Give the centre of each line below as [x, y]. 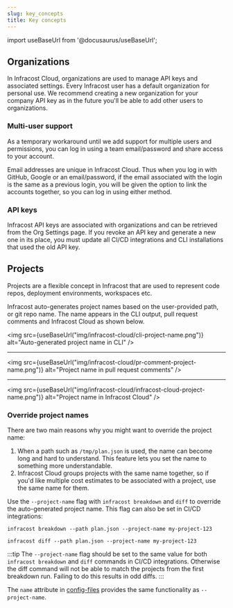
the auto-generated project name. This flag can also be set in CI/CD [104, 509]
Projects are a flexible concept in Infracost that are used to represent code [113, 285]
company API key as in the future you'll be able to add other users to [105, 101]
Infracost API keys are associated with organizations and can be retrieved [112, 225]
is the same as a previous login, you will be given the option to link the [107, 184]
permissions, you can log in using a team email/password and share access [115, 149]
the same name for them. [53, 488]
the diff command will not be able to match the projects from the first [106, 569]
